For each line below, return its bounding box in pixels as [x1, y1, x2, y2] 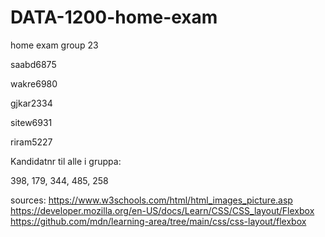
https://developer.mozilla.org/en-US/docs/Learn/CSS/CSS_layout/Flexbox [10, 204, 315, 216]
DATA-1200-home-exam [10, 6, 218, 29]
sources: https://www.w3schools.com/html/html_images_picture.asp [10, 194, 293, 206]
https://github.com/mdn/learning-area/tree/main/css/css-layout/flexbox [10, 215, 307, 227]
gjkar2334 [10, 97, 53, 109]
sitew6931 [10, 116, 53, 128]
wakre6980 [10, 77, 58, 90]
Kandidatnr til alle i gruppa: [10, 155, 122, 167]
